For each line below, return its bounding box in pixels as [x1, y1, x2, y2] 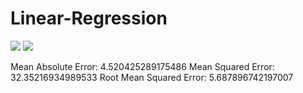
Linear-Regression [10, 7, 168, 30]
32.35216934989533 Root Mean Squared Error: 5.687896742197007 [10, 71, 294, 83]
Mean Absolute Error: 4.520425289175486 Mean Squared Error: [10, 60, 275, 72]
